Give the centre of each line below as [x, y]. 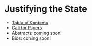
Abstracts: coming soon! [37, 33]
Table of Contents [30, 23]
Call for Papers [27, 27]
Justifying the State [46, 9]
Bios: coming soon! [31, 38]
